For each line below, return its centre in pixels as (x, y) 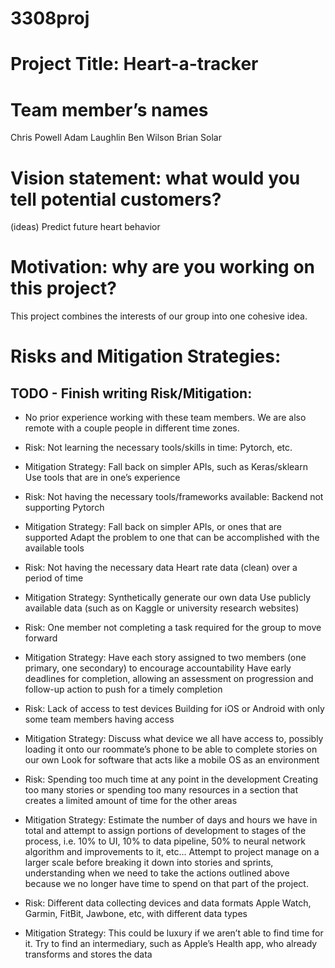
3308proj (50, 18)
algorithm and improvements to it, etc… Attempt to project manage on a (172, 852)
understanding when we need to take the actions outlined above (157, 873)
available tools (54, 548)
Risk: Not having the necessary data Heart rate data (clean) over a (161, 568)
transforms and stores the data (88, 954)
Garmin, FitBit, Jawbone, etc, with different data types (136, 914)
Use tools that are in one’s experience (102, 478)
